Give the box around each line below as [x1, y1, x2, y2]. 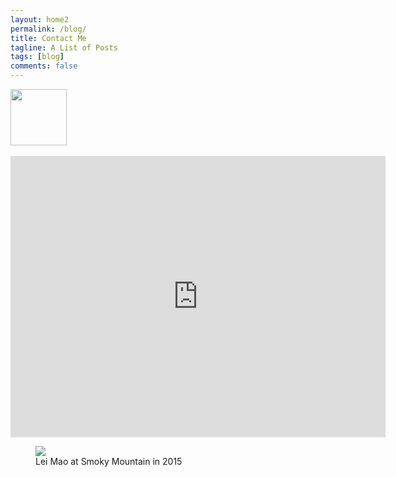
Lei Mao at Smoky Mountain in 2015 [35, 456, 183, 467]
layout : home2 [10, 14, 70, 25]
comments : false [10, 61, 78, 71]
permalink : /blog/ [10, 24, 87, 34]
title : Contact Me [10, 33, 87, 43]
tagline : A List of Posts [10, 42, 118, 53]
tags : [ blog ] [10, 52, 65, 62]
